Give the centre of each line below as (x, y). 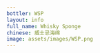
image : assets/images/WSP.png (50, 39)
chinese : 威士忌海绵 (33, 33)
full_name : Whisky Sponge (43, 26)
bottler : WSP (25, 13)
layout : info (25, 20)
